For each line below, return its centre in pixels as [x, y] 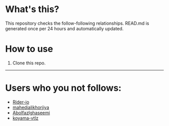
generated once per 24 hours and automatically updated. [64, 28]
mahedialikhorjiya [31, 107]
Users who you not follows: [63, 88]
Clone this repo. [29, 63]
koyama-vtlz [25, 118]
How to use [29, 49]
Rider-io [21, 102]
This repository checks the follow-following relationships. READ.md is [77, 23]
